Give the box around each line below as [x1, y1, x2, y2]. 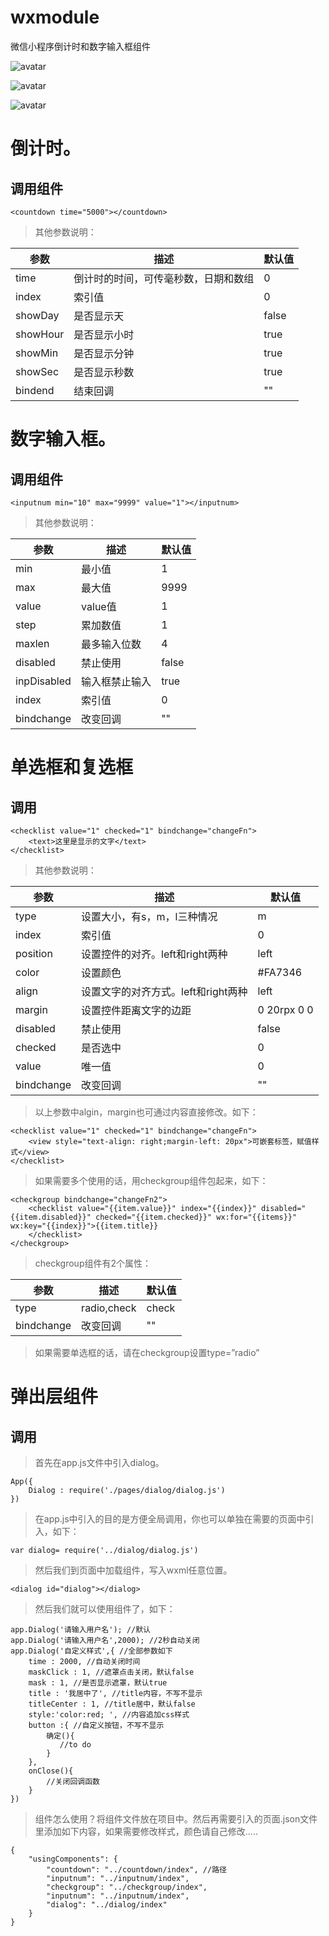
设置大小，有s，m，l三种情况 [81, 909, 218, 923]
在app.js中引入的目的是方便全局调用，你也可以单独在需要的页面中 [34, 1512, 306, 1525]
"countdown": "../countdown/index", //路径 [46, 1864, 227, 1875]
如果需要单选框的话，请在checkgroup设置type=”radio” [34, 1346, 260, 1358]
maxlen [15, 636, 50, 650]
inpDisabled [15, 674, 72, 688]
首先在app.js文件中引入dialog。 [34, 1456, 165, 1468]
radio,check [81, 1301, 137, 1315]
